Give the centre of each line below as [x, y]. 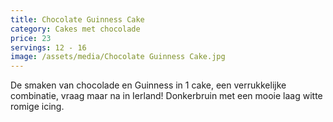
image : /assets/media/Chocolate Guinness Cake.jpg [118, 57]
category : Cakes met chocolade [75, 29]
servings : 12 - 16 [48, 47]
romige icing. [37, 107]
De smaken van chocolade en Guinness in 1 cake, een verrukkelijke [148, 85]
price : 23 [31, 38]
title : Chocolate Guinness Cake [77, 19]
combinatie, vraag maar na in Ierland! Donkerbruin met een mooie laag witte [166, 96]
